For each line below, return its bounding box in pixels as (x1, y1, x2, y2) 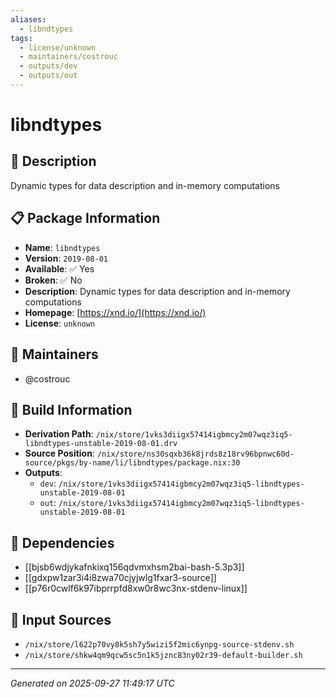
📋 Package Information (10, 210, 161, 227)
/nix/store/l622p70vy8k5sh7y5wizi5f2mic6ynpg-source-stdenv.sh (24, 639, 295, 650)
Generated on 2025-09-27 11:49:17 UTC (10, 677, 175, 689)
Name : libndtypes (24, 241, 101, 253)
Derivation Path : (24, 428, 94, 440)
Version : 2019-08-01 (24, 252, 108, 264)
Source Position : (24, 447, 95, 460)
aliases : (10, 14, 47, 25)
